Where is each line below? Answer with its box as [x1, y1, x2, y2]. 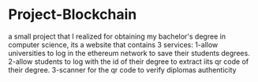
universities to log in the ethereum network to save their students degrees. [8, 48, 250, 58]
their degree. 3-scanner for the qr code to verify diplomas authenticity [8, 65, 237, 74]
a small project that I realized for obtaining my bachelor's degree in [8, 32, 226, 41]
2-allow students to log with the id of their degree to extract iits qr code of [8, 57, 249, 66]
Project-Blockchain [8, 6, 137, 24]
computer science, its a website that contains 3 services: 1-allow [8, 39, 219, 49]
